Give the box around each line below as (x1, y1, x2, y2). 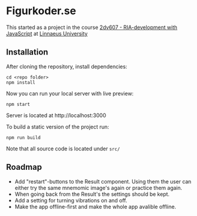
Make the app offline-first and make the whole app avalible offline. (14, 203, 176, 210)
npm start (6, 101, 31, 107)
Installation (6, 47, 48, 57)
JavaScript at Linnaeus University (6, 30, 88, 37)
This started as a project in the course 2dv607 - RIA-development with (6, 24, 178, 31)
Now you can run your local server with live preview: (6, 90, 134, 97)
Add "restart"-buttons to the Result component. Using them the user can (14, 178, 192, 185)
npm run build (6, 134, 41, 140)
